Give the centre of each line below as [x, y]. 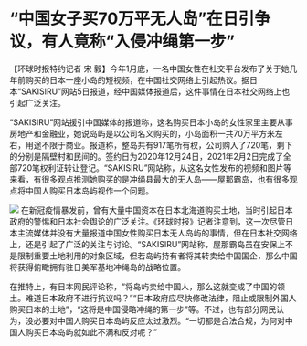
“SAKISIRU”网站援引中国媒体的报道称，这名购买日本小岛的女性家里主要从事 [152, 122]
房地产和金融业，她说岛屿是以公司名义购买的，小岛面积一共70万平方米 [143, 133]
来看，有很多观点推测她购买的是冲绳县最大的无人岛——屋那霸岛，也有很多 [149, 179]
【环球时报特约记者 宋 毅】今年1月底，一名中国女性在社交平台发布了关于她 [149, 68]
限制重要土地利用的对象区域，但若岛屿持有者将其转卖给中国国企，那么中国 [157, 256]
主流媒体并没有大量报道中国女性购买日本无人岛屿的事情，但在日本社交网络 [157, 233]
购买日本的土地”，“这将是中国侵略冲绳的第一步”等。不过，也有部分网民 [143, 309]
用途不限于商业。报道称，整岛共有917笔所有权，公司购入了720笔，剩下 [159, 145]
